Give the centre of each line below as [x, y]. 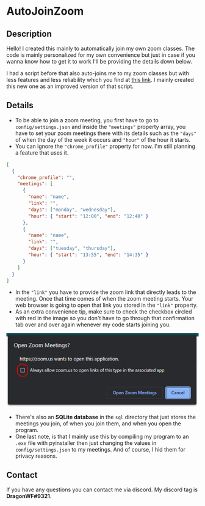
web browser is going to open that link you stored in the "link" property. [106, 305]
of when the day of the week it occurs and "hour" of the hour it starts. [103, 139]
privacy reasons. [36, 456]
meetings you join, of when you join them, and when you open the [98, 424]
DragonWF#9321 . [29, 496]
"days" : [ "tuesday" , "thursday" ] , [72, 249]
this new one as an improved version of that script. [70, 86]
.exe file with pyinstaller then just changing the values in [86, 443]
